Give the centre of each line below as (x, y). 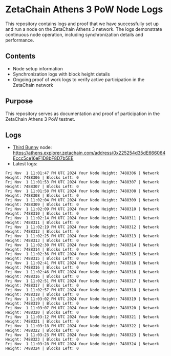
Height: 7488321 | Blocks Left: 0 (42, 322)
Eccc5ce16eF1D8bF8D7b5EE (43, 158)
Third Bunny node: (32, 147)
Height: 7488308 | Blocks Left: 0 (42, 196)
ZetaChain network (33, 85)
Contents (20, 56)
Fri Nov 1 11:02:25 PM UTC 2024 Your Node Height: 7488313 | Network (82, 236)
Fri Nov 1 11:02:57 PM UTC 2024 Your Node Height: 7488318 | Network (82, 290)
